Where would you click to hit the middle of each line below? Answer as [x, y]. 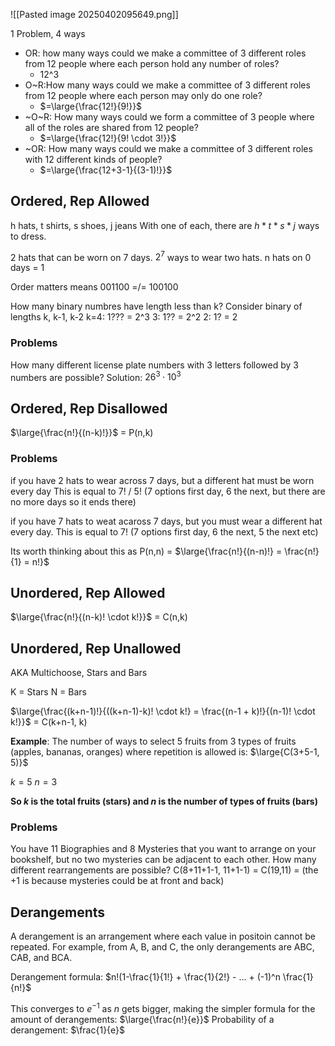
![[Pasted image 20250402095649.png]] [94, 14]
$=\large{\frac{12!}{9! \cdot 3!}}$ [108, 138]
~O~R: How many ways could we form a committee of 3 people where [169, 117]
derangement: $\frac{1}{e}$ [68, 1030]
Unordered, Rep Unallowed [96, 648]
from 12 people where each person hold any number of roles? [152, 63]
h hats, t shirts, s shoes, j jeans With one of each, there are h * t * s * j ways [165, 225]
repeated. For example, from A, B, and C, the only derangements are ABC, [162, 947]
